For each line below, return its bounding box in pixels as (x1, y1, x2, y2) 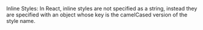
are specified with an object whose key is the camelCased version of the (6, 11, 188, 18)
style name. (6, 18, 36, 24)
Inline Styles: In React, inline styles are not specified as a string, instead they (6, 5, 198, 12)
